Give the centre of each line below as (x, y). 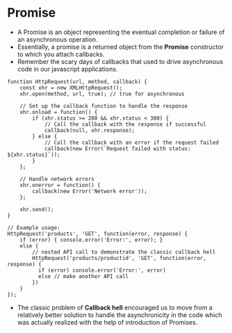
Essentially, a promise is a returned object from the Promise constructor (121, 47)
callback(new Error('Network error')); (90, 191)
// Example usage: (34, 227)
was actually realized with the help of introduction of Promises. (107, 322)
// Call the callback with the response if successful (125, 124)
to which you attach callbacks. (61, 54)
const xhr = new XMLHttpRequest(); (71, 88)
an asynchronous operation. (58, 39)
